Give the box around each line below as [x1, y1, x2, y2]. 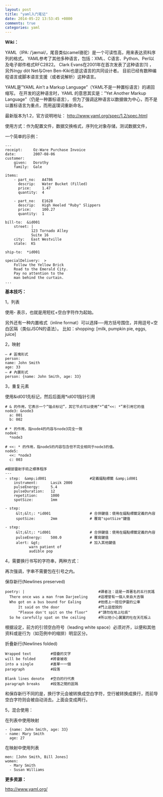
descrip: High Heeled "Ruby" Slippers [17, 203, 101, 208]
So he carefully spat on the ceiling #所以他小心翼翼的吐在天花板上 [9, 615, 151, 620]
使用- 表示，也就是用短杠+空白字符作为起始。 [5, 310, 96, 315]
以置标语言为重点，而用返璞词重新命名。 [5, 103, 86, 109]
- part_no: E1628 [14, 199, 53, 204]
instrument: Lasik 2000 [14, 481, 73, 485]
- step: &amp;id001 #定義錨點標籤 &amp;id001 [5, 476, 138, 481]
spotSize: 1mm [14, 498, 57, 502]
